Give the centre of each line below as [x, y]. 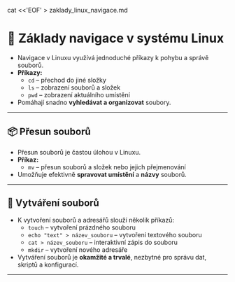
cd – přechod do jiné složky [67, 80]
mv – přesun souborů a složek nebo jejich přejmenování [107, 167]
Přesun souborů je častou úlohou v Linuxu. [79, 152]
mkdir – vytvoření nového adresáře [78, 249]
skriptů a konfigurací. [48, 265]
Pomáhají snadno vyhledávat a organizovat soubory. [94, 102]
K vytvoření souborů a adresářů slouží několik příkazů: [96, 220]
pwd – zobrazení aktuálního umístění [79, 94]
